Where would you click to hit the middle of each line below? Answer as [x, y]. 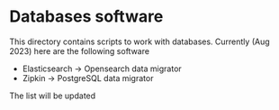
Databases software [86, 17]
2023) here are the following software [80, 50]
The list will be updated [53, 96]
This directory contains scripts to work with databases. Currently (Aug [139, 41]
